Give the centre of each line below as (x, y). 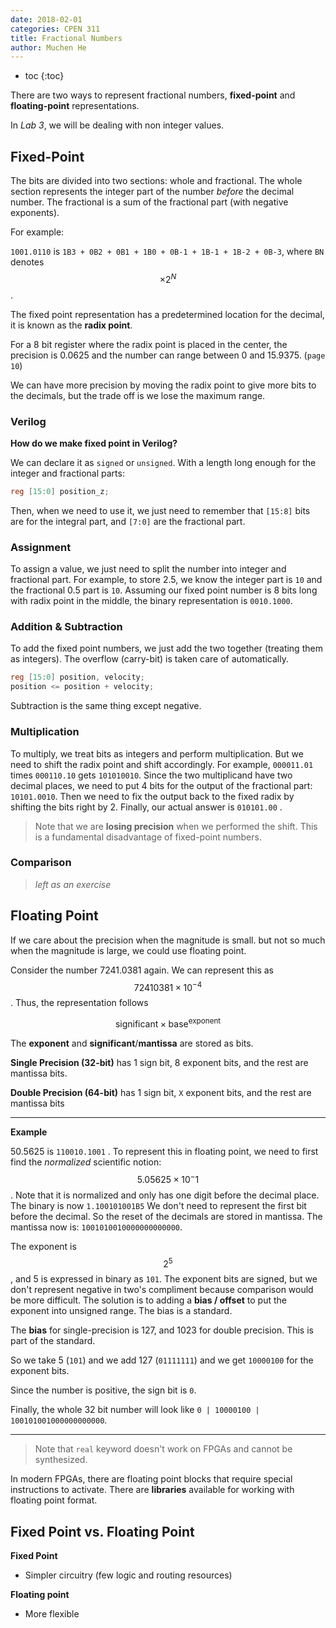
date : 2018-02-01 (46, 19)
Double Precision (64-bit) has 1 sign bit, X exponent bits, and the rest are (161, 1092)
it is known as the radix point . (71, 325)
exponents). (35, 213)
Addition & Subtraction (66, 627)
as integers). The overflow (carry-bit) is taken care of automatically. (149, 659)
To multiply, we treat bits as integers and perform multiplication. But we (157, 753)
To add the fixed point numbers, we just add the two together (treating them (166, 648)
